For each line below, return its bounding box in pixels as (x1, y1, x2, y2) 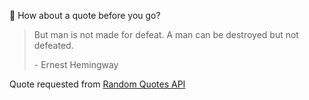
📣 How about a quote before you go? (9, 10, 161, 21)
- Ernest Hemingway (33, 59, 119, 70)
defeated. (33, 40, 74, 51)
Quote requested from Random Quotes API (9, 78, 186, 90)
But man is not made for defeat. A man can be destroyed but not (33, 29, 299, 40)
